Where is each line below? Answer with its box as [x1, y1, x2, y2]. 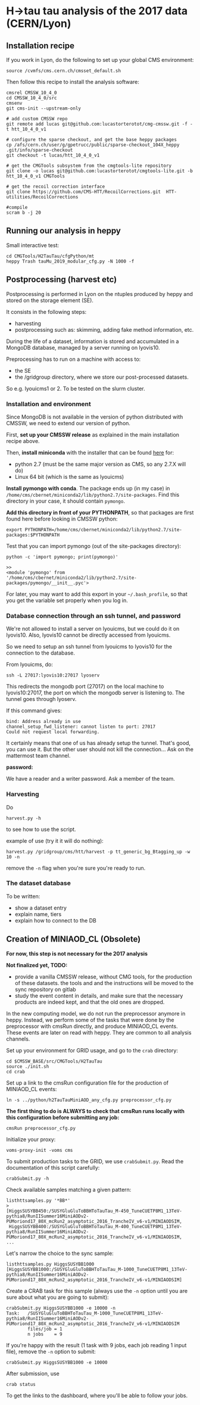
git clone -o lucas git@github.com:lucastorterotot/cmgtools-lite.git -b [6, 168, 193, 174]
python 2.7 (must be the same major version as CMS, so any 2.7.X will [14, 460, 186, 468]
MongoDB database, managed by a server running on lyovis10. [6, 344, 160, 351]
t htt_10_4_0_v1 [6, 126, 46, 132]
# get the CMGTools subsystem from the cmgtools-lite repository [6, 163, 171, 169]
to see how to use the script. [6, 825, 76, 833]
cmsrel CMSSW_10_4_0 [6, 90, 58, 96]
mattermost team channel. [6, 752, 71, 759]
